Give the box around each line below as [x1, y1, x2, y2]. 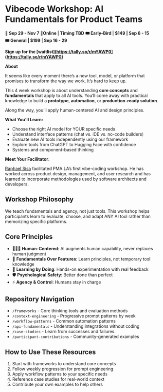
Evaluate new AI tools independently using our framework [12, 136, 128, 142]
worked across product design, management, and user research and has [5, 170, 151, 176]
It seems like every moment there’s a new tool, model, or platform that [5, 73, 145, 78]
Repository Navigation [5, 295, 74, 303]
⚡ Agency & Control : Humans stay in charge [12, 279, 101, 285]
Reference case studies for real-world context [12, 376, 105, 382]
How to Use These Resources [5, 348, 96, 356]
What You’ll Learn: [5, 116, 43, 122]
